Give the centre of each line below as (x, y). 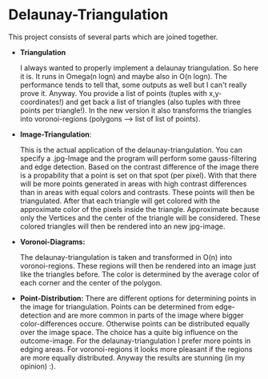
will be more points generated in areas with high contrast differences (133, 184)
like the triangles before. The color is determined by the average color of (140, 274)
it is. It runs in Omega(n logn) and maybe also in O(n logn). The (124, 76)
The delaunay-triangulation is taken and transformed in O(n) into (126, 257)
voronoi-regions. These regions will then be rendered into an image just (138, 265)
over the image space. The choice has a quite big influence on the (129, 332)
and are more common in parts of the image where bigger (148, 315)
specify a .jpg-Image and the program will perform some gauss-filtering (138, 158)
